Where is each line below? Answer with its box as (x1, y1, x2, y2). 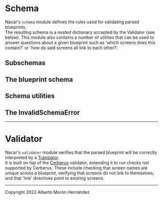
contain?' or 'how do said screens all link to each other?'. (5, 45, 119, 50)
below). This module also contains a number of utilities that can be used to (5, 34, 154, 40)
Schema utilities (5, 92, 55, 100)
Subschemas (5, 59, 46, 67)
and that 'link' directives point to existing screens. (5, 175, 104, 181)
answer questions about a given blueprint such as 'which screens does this (5, 39, 156, 45)
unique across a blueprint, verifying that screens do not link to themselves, (5, 170, 154, 176)
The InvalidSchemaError (5, 108, 80, 117)
